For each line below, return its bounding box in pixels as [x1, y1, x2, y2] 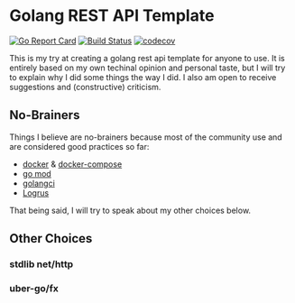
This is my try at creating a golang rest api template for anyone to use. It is [9, 52, 286, 63]
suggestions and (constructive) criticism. [9, 81, 161, 92]
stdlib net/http [9, 258, 74, 271]
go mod [22, 168, 51, 179]
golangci [22, 178, 56, 188]
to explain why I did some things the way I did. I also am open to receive [9, 71, 277, 82]
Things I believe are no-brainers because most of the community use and [9, 132, 282, 142]
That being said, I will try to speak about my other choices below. [9, 205, 251, 216]
